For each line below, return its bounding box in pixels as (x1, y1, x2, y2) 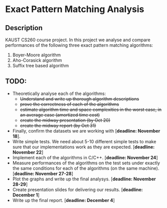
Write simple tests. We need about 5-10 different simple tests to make (12, 138, 156, 144)
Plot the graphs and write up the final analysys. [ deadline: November (12, 176, 156, 182)
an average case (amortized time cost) (20, 112, 100, 118)
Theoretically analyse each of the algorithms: (12, 90, 106, 96)
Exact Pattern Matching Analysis (5, 4, 144, 15)
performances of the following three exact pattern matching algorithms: (5, 42, 153, 48)
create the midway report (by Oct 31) (20, 122, 96, 129)
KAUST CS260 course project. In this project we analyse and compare (5, 37, 150, 43)
